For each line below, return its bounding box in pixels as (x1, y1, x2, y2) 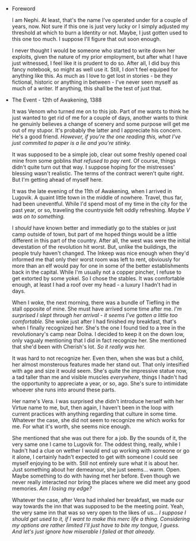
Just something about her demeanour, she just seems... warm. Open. (11, 466, 181, 473)
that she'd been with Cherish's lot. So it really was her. (11, 343, 146, 350)
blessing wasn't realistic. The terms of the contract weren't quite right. (11, 170, 184, 177)
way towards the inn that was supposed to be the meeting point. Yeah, (11, 503, 185, 510)
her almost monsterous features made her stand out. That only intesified (11, 361, 189, 368)
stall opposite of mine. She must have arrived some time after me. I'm (11, 305, 182, 312)
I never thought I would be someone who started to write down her (11, 47, 175, 54)
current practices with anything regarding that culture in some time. (11, 410, 178, 417)
